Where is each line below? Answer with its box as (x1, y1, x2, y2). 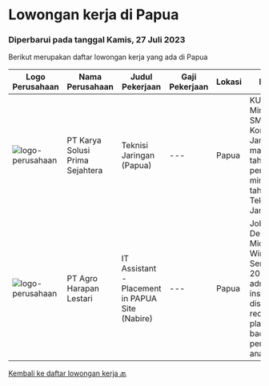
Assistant (121, 263, 157, 274)
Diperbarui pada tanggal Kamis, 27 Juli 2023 (8, 34, 186, 46)
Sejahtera (66, 165, 103, 176)
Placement (121, 283, 162, 294)
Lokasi (215, 76, 243, 87)
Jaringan (121, 150, 155, 161)
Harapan (66, 283, 100, 294)
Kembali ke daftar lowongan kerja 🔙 (8, 368, 126, 378)
